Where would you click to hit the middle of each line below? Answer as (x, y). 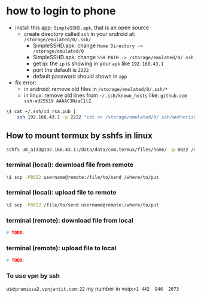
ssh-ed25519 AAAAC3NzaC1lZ (57, 101)
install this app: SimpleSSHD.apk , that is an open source (82, 28)
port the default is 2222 (61, 69)
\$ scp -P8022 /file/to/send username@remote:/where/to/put (83, 205)
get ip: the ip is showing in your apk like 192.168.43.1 (98, 63)
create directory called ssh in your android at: (80, 34)
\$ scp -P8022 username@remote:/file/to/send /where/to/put (83, 177)
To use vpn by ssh (33, 275)
